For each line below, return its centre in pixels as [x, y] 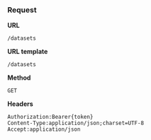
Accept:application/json [44, 129]
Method [19, 78]
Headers [20, 104]
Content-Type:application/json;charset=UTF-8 [75, 123]
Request [22, 10]
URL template [28, 52]
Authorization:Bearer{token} [50, 117]
